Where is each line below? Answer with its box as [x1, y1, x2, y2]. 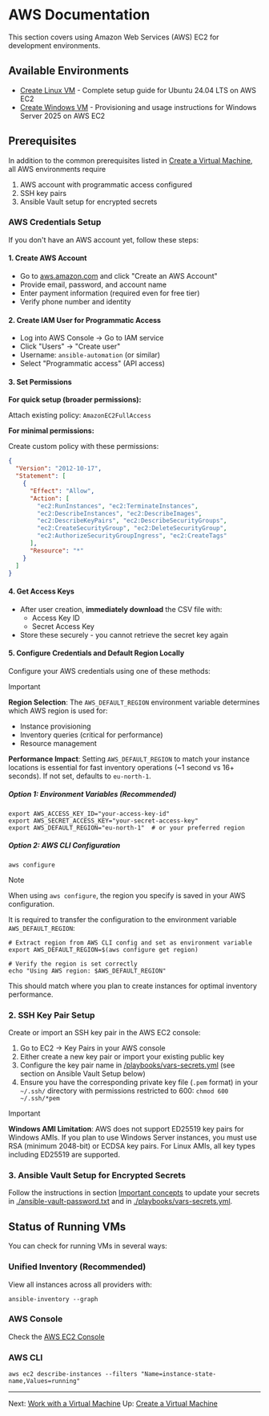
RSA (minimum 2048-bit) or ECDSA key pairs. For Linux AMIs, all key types [8, 1141, 256, 1151]
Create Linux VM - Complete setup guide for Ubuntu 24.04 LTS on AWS [19, 85, 257, 95]
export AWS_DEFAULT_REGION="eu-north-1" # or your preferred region [8, 823, 246, 832]
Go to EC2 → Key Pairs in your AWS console [19, 1043, 166, 1053]
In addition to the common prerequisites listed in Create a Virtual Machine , [8, 155, 254, 165]
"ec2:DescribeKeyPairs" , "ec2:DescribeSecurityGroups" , [37, 516, 227, 525]
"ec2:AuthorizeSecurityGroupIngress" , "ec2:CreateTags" [37, 532, 227, 540]
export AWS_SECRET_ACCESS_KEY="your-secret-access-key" [8, 817, 199, 825]
